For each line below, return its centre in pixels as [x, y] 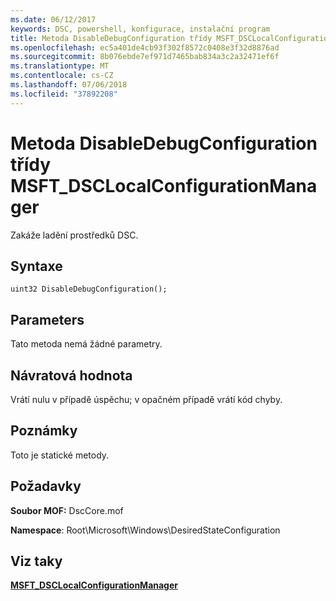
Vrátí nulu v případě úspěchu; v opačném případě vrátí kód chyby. [146, 399]
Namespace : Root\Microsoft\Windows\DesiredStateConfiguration [145, 530]
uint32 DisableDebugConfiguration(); [89, 289]
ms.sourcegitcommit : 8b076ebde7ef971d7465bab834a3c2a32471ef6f [145, 57]
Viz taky [36, 561]
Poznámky [44, 431]
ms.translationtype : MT [60, 66]
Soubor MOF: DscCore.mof [67, 510]
